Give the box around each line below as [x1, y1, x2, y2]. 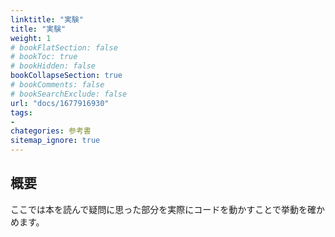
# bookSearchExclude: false [10, 89, 128, 99]
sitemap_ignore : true [10, 136, 101, 146]
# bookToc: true [10, 52, 78, 62]
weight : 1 [10, 33, 52, 43]
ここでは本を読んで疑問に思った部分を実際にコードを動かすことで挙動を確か [10, 203, 325, 215]
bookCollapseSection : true [10, 71, 123, 81]
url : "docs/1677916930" [10, 98, 110, 108]
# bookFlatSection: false [10, 42, 118, 53]
